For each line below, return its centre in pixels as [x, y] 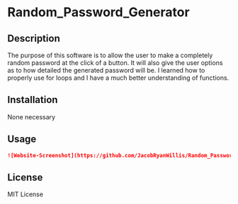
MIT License [25, 194]
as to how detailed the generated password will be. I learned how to [106, 70]
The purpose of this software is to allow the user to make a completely [110, 55]
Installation [33, 100]
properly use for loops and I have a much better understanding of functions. [118, 78]
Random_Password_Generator [98, 12]
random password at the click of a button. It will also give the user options [115, 63]
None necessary [31, 116]
